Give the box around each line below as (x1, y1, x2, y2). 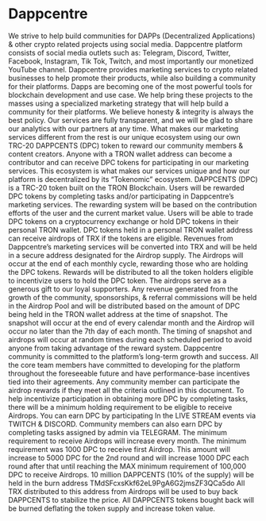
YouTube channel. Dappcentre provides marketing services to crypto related (8, 64, 258, 74)
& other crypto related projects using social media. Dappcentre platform (8, 39, 243, 48)
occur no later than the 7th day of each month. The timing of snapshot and (8, 326, 253, 336)
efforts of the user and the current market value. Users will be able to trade (8, 208, 254, 218)
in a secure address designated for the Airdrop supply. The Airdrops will (8, 250, 244, 260)
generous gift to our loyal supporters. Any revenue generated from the (8, 284, 238, 294)
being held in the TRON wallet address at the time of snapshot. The (8, 309, 229, 318)
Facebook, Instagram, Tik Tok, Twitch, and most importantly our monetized (8, 56, 254, 66)
